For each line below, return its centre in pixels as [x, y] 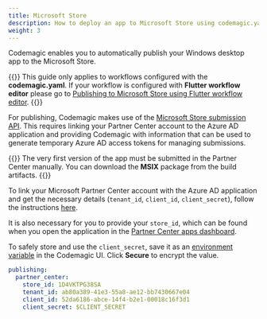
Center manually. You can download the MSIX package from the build [122, 167]
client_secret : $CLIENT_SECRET [74, 307]
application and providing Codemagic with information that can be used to [130, 134]
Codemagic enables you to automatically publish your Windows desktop [126, 53]
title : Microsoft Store [48, 16]
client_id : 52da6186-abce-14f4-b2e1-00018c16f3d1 [106, 299]
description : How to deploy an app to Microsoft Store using [112, 23]
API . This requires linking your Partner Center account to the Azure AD [124, 126]
